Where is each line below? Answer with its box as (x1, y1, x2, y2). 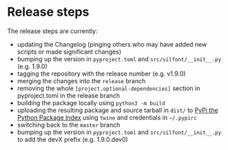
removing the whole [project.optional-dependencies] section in (17, 84, 200, 92)
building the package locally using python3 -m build (17, 98, 165, 107)
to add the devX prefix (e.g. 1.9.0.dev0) (17, 135, 129, 143)
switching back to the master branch (17, 120, 121, 129)
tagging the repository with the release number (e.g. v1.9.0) (17, 69, 186, 78)
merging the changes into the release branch (17, 76, 146, 85)
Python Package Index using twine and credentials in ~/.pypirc (17, 113, 198, 121)
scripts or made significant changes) (17, 47, 122, 56)
